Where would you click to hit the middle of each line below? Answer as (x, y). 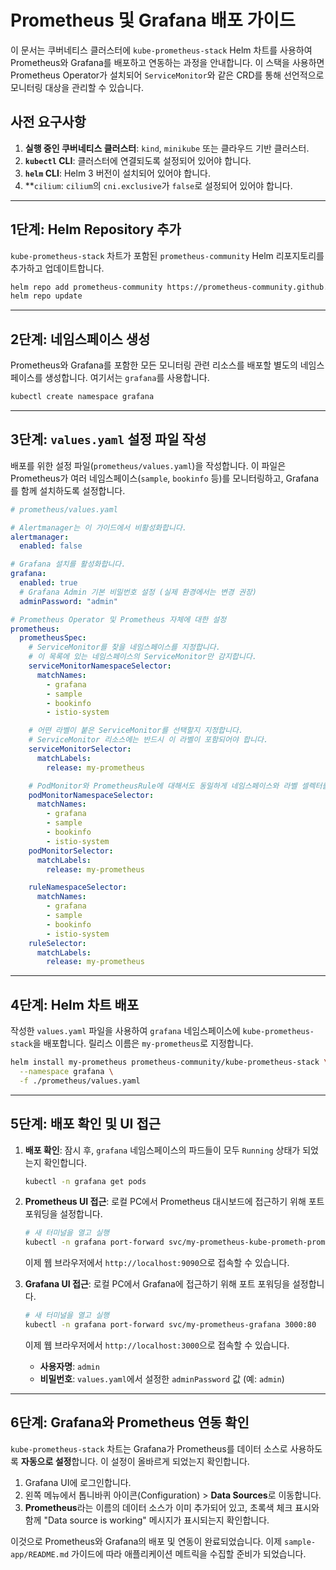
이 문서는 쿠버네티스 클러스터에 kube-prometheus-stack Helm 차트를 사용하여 (161, 50)
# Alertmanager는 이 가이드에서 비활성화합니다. (99, 527)
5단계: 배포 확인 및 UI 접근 (86, 1124)
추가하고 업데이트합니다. (57, 268)
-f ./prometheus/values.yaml (80, 1081)
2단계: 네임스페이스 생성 (80, 339)
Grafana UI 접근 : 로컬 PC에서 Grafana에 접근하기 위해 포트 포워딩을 (157, 1284)
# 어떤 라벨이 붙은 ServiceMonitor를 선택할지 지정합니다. (136, 731)
